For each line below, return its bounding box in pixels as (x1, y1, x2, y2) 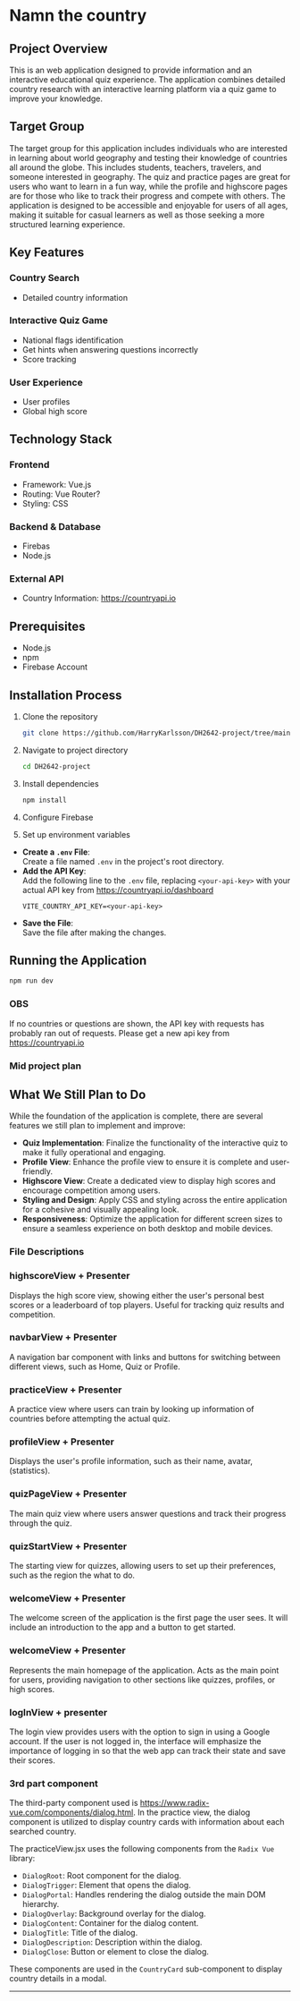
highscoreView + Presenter (9, 1270, 130, 1282)
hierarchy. (21, 1899, 60, 1910)
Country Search (9, 272, 80, 285)
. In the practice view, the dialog (133, 1807, 251, 1818)
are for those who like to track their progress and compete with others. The (9, 190, 286, 201)
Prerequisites (9, 618, 86, 634)
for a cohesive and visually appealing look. (21, 1205, 180, 1215)
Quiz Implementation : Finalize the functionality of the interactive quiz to (21, 1137, 288, 1148)
